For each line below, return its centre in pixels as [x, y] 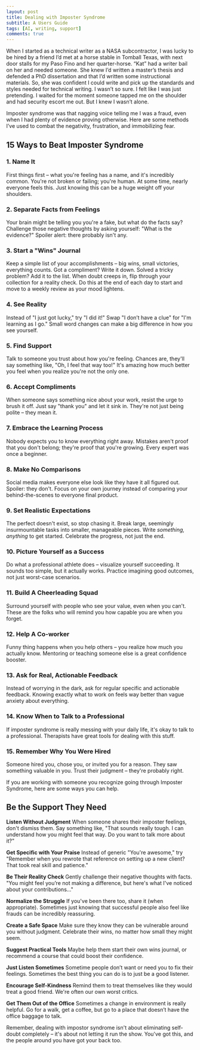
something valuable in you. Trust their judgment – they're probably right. [95, 770]
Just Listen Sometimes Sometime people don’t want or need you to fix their [100, 967]
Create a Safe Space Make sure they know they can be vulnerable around [97, 925]
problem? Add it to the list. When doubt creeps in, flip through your [88, 276]
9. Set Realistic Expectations [48, 510]
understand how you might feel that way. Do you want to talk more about [96, 834]
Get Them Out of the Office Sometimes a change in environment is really [96, 1003]
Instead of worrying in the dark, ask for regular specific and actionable [93, 688]
